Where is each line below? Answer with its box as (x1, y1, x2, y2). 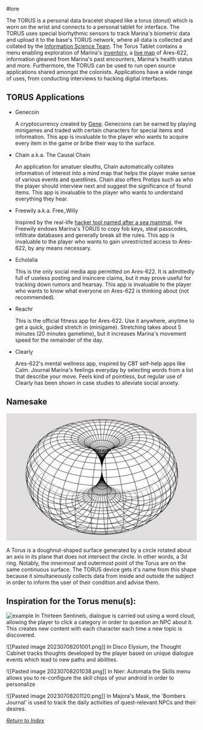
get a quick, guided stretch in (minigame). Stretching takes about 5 (14, 324, 181, 331)
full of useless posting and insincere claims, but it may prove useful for (14, 274, 192, 281)
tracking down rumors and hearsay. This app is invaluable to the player (14, 280, 192, 288)
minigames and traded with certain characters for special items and (14, 127, 184, 134)
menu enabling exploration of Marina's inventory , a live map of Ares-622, (6, 49, 188, 56)
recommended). (14, 293, 56, 300)
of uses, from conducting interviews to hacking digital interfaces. (6, 75, 169, 82)
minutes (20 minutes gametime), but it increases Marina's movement (14, 330, 187, 337)
